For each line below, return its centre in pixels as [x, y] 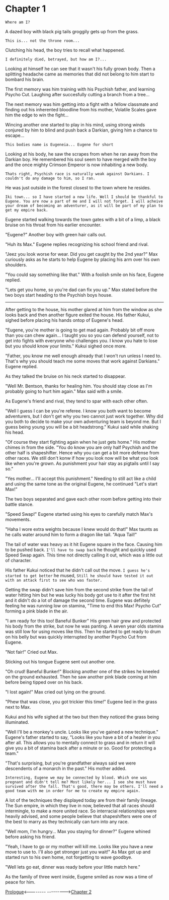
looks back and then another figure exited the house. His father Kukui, [78, 315]
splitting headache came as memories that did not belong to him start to [80, 74]
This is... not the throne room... [43, 41]
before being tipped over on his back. [44, 682]
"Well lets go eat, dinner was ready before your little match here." [73, 867]
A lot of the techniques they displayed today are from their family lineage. [81, 800]
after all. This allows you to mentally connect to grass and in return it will [80, 742]
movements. [18, 519]
